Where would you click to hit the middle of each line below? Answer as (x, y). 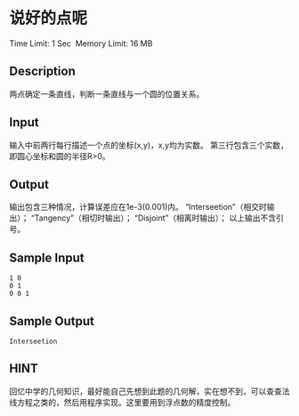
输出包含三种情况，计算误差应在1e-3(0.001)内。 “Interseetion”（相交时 (138, 207)
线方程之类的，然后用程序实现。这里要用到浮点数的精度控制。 (122, 402)
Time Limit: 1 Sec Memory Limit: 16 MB (81, 43)
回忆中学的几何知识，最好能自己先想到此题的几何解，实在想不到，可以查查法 (149, 391)
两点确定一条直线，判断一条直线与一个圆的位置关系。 (107, 93)
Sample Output (52, 321)
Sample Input (47, 257)
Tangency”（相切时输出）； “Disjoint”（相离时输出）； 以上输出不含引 (159, 218)
